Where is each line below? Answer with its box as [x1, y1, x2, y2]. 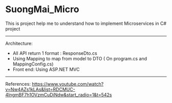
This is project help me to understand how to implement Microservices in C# [5, 20, 167, 26]
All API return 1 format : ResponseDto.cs [12, 50, 97, 56]
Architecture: [5, 40, 33, 46]
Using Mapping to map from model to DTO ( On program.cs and [12, 55, 147, 61]
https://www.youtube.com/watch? [31, 81, 104, 87]
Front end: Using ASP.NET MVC [12, 66, 80, 72]
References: [5, 81, 31, 87]
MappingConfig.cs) [12, 61, 54, 67]
